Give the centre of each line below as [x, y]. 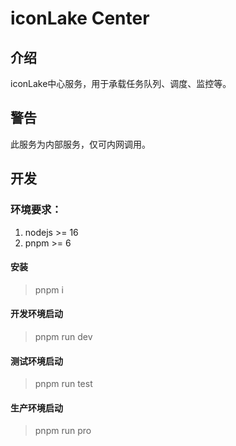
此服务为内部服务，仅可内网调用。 [80, 144]
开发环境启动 [36, 314]
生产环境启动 [36, 408]
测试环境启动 [36, 361]
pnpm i [49, 289]
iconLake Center [80, 18]
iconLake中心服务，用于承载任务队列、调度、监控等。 [121, 83]
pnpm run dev [63, 336]
